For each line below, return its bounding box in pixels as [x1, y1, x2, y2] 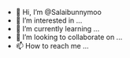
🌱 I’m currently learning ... [15, 24, 100, 33]
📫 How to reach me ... [15, 42, 89, 50]
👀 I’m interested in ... [15, 16, 83, 25]
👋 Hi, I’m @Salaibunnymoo [15, 8, 102, 16]
